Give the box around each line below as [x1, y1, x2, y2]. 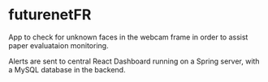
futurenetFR [8, 6, 92, 24]
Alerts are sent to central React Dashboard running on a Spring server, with [8, 56, 260, 66]
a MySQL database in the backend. [8, 64, 126, 74]
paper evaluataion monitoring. [8, 40, 109, 50]
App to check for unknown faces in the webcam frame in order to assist [8, 32, 249, 42]
